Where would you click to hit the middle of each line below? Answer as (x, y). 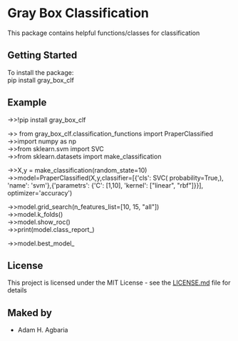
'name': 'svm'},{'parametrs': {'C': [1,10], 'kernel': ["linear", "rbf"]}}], (105, 185)
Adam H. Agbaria (43, 330)
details (17, 290)
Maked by (30, 313)
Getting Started (42, 55)
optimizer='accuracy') (40, 193)
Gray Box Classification (78, 13)
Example (27, 102)
